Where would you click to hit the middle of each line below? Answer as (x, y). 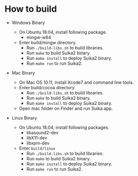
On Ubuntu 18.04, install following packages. (64, 127)
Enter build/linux (37, 148)
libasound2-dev (42, 132)
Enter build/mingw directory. (48, 42)
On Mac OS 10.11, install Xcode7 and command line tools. (76, 82)
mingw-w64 (39, 37)
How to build (31, 9)
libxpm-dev (38, 143)
